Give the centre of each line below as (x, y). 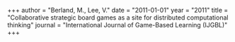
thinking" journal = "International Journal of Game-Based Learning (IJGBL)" (117, 25)
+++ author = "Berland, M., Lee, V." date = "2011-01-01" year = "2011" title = (118, 10)
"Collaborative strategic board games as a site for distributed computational (118, 17)
